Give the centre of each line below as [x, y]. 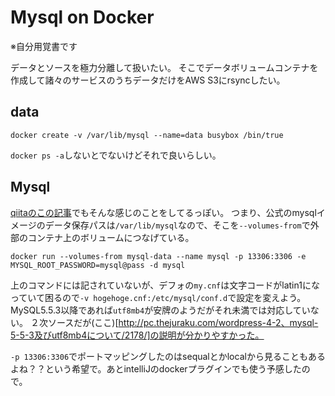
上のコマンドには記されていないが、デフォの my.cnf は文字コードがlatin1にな [165, 285]
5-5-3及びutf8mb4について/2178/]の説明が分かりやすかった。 [137, 335]
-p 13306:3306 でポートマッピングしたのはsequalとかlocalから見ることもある [168, 356]
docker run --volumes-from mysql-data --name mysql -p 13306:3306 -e [158, 256]
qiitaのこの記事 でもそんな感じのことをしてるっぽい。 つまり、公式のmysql [163, 212]
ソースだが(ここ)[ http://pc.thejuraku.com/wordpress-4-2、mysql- [183, 322]
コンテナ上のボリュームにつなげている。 [111, 237]
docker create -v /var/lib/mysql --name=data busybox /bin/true [147, 135]
